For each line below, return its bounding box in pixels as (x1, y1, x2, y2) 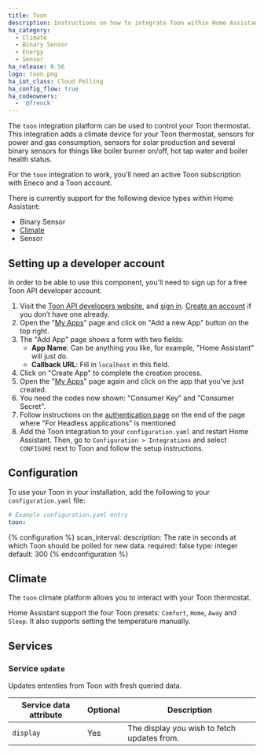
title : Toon (8, 11, 47, 20)
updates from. (127, 733, 179, 743)
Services (8, 639, 53, 652)
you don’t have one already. (19, 309, 110, 319)
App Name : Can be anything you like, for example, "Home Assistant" (31, 343, 255, 352)
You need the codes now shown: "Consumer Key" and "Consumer (19, 393, 234, 403)
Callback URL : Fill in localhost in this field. (31, 359, 170, 369)
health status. (8, 154, 53, 164)
